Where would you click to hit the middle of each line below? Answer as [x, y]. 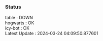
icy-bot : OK [17, 28]
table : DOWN [19, 18]
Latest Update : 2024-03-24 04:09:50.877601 [52, 34]
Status [13, 7]
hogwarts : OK [20, 23]
